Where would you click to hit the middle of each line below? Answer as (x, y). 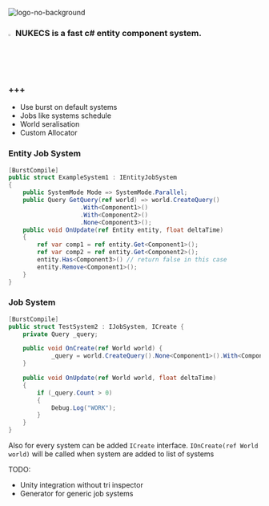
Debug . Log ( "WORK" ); (83, 408)
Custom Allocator (48, 133)
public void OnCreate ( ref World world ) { (92, 349)
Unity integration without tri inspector (82, 485)
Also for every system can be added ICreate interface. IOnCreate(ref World (133, 446)
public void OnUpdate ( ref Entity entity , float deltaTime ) (123, 230)
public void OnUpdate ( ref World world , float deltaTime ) (120, 378)
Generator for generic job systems (76, 494)
